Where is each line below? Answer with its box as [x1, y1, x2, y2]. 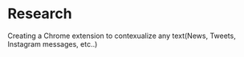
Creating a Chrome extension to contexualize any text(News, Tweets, [7, 31, 236, 40]
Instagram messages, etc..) [7, 39, 98, 48]
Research [7, 5, 73, 23]
